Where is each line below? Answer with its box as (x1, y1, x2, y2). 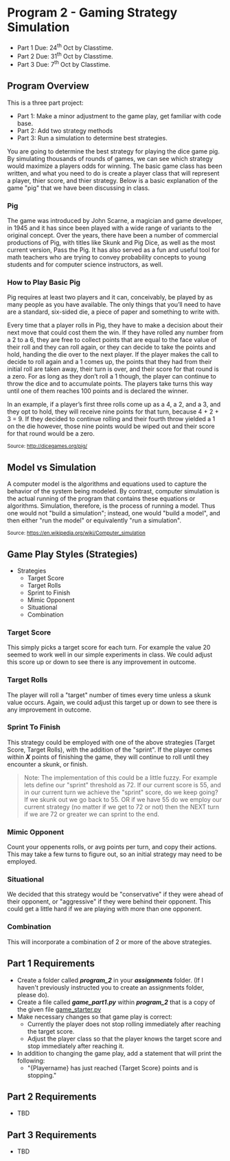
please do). (16, 990, 49, 999)
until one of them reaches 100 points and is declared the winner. (7, 387, 189, 395)
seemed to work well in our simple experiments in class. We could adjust (7, 650, 213, 659)
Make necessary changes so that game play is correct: (16, 1012, 173, 1021)
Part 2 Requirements (7, 1091, 97, 1103)
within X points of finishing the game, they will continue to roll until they (7, 752, 209, 761)
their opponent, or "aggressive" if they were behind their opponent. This (7, 897, 211, 906)
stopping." (27, 1071, 57, 1079)
